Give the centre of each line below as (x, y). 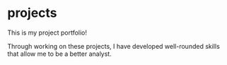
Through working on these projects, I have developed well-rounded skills (114, 46)
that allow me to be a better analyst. (59, 54)
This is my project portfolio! (47, 32)
